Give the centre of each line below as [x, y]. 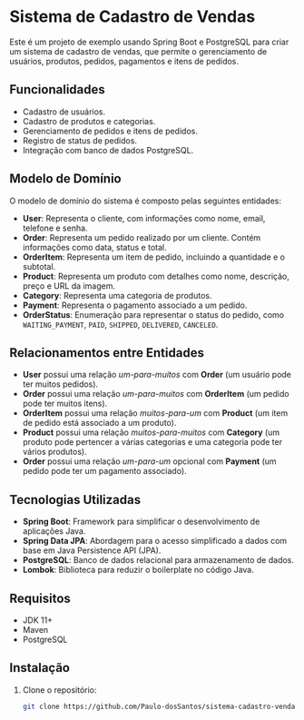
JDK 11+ [37, 620]
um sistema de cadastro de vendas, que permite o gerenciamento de [138, 51]
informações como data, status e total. [94, 247]
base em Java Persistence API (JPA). [92, 550]
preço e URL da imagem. [69, 286]
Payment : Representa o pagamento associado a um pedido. [135, 305]
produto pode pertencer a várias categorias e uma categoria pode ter [152, 442]
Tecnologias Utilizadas [75, 500]
